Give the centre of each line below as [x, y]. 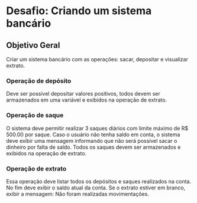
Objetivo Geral [33, 45]
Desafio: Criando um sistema [79, 11]
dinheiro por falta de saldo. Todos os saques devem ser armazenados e [93, 147]
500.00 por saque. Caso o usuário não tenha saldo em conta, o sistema [93, 135]
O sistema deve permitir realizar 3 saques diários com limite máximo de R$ [97, 128]
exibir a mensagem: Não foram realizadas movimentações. [78, 194]
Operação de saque [35, 115]
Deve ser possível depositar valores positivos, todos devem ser [83, 94]
